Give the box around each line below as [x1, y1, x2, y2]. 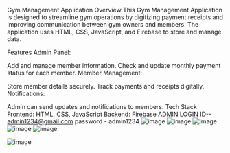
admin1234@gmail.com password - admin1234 [7, 117, 139, 126]
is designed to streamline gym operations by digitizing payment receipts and [7, 13, 224, 21]
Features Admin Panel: [7, 48, 71, 56]
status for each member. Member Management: [7, 69, 143, 77]
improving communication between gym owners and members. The [7, 21, 199, 28]
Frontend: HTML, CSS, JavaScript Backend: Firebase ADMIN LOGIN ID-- [7, 110, 211, 118]
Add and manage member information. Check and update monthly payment [7, 62, 221, 69]
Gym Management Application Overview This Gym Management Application [7, 6, 223, 14]
